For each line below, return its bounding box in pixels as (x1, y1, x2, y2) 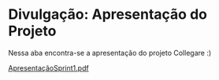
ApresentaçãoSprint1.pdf (8, 63, 89, 72)
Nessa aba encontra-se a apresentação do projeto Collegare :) (8, 48, 212, 57)
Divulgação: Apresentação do (8, 5, 207, 24)
